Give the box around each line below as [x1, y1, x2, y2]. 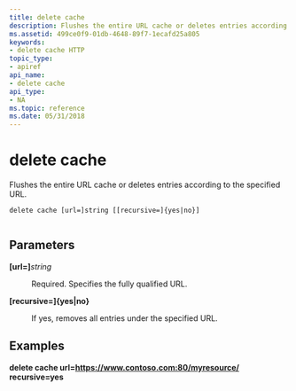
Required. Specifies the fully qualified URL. [31, 278, 188, 289]
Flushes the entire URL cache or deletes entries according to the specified [9, 179, 281, 191]
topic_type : [9, 54, 53, 63]
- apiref [9, 63, 42, 72]
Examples [9, 339, 65, 354]
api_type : [9, 87, 46, 96]
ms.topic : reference [9, 104, 86, 113]
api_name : [9, 71, 46, 80]
